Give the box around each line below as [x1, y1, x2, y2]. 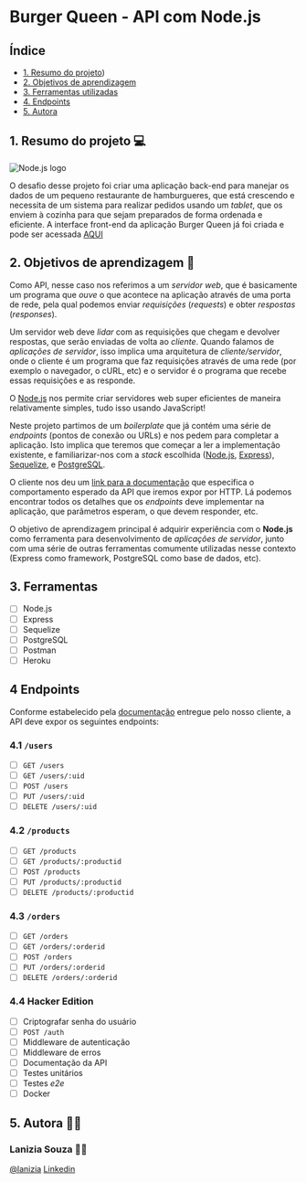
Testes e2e [22, 1078, 65, 1089]
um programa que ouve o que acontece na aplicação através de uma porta [9, 289, 291, 300]
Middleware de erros [22, 1047, 101, 1058]
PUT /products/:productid [22, 878, 121, 887]
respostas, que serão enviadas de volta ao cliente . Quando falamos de [9, 336, 275, 346]
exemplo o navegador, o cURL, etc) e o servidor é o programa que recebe [9, 365, 287, 376]
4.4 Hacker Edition [9, 995, 94, 1007]
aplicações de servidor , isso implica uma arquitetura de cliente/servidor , [9, 346, 282, 357]
